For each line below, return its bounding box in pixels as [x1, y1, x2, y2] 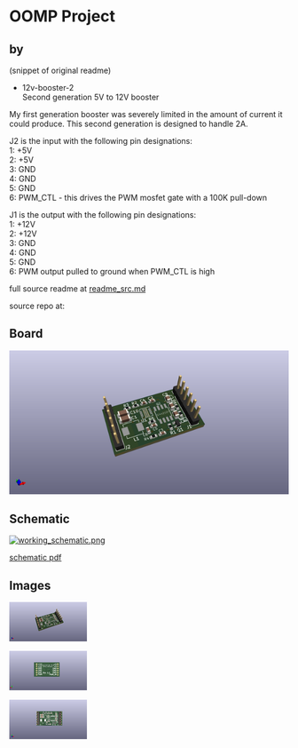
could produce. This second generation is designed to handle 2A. [9, 118, 248, 129]
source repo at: [9, 300, 65, 311]
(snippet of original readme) [9, 65, 112, 76]
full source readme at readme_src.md [9, 283, 146, 294]
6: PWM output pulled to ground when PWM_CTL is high [9, 267, 216, 276]
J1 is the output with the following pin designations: [9, 210, 197, 219]
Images [9, 577, 51, 593]
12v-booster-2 [21, 83, 74, 92]
